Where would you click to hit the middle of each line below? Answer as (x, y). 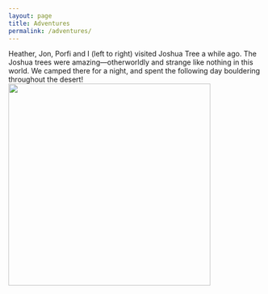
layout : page (30, 16)
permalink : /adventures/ (50, 31)
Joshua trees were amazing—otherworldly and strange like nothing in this (131, 62)
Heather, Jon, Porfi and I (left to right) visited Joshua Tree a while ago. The (132, 54)
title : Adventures (39, 23)
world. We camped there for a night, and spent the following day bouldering (134, 71)
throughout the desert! (46, 80)
